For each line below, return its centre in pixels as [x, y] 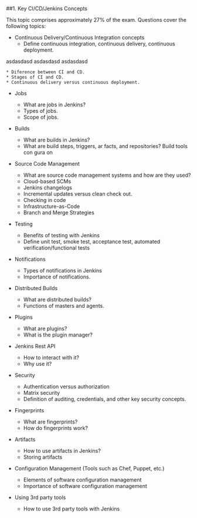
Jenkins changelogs [47, 188]
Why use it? [38, 364]
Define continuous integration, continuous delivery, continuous [99, 44]
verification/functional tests [56, 248]
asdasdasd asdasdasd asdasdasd [47, 61]
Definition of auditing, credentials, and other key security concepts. [105, 399]
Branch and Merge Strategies [59, 213]
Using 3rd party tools [40, 497]
